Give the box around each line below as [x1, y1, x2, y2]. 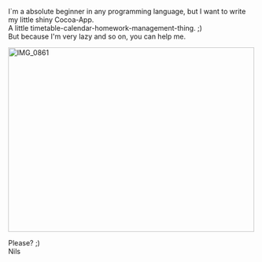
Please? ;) [8, 238, 41, 247]
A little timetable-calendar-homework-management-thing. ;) [8, 24, 203, 32]
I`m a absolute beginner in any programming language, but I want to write [8, 7, 246, 16]
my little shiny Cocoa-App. [8, 15, 94, 24]
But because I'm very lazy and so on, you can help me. [8, 31, 186, 41]
